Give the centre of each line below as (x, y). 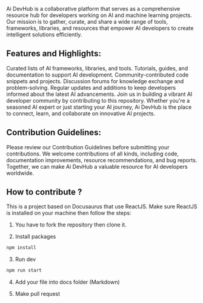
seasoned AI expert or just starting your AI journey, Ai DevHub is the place (99, 107)
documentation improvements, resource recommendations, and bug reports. (102, 160)
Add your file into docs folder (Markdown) (67, 282)
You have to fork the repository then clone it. (71, 225)
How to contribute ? (44, 192)
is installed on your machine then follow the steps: (69, 213)
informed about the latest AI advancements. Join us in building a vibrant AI (99, 94)
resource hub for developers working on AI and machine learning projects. (99, 15)
